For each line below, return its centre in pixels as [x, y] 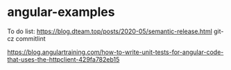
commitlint [31, 38]
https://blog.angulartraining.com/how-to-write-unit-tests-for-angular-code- [115, 52]
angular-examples [61, 12]
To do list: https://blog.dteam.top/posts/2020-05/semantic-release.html [110, 31]
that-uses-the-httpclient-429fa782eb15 [63, 59]
